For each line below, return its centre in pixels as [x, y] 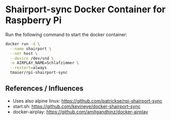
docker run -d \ [23, 44]
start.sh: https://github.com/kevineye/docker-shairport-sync [77, 106]
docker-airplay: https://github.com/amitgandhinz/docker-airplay [80, 112]
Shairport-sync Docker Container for [85, 9]
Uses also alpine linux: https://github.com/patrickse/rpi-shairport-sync [88, 101]
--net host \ [24, 53]
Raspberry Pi [33, 20]
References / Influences [44, 88]
